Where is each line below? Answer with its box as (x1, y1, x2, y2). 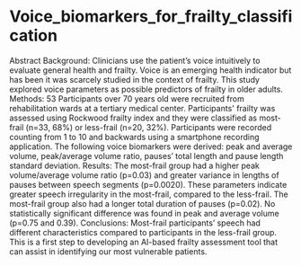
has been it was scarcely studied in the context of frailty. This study (9, 74, 261, 84)
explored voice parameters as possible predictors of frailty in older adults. (9, 84, 283, 94)
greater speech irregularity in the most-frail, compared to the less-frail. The (9, 189, 289, 199)
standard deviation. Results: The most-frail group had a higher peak (9, 160, 261, 171)
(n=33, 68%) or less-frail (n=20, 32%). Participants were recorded (25, 121, 272, 132)
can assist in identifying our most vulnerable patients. (9, 245, 208, 257)
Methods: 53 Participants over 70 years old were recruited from (9, 93, 244, 104)
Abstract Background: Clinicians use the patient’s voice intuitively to (9, 55, 261, 66)
